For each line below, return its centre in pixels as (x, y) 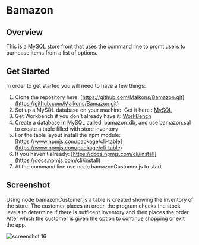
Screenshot (28, 185)
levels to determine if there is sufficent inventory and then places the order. (98, 212)
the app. (16, 225)
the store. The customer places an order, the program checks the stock (94, 206)
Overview (25, 32)
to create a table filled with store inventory (67, 129)
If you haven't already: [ (44, 154)
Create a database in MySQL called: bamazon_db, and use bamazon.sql (103, 122)
